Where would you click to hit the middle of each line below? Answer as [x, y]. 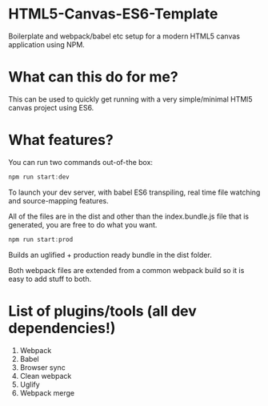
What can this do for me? [93, 77]
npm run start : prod [41, 239]
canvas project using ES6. [51, 107]
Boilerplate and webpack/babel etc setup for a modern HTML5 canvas [124, 36]
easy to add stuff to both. [50, 279]
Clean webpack [46, 376]
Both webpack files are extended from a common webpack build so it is [126, 270]
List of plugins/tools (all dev [103, 311]
